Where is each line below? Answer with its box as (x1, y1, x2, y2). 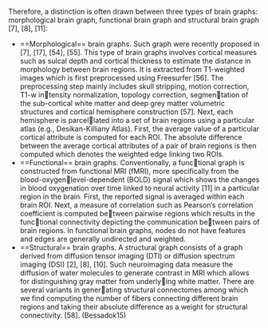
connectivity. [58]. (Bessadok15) (19, 310, 127, 320)
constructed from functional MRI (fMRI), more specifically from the (19, 167, 239, 176)
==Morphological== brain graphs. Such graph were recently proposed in (19, 39, 260, 49)
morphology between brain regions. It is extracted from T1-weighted (19, 65, 245, 74)
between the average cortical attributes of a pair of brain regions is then (19, 141, 257, 150)
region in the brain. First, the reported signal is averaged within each (19, 192, 245, 201)
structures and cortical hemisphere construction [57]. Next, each (19, 107, 234, 117)
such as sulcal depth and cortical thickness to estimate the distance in (19, 56, 251, 65)
